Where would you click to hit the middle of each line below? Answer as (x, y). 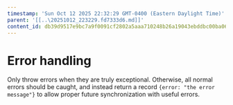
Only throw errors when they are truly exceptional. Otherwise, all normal (110, 79)
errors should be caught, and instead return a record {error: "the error (111, 87)
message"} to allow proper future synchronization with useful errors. (103, 95)
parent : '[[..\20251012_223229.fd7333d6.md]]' (76, 20)
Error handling (49, 60)
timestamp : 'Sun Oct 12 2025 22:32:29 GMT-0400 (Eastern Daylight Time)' (116, 13)
